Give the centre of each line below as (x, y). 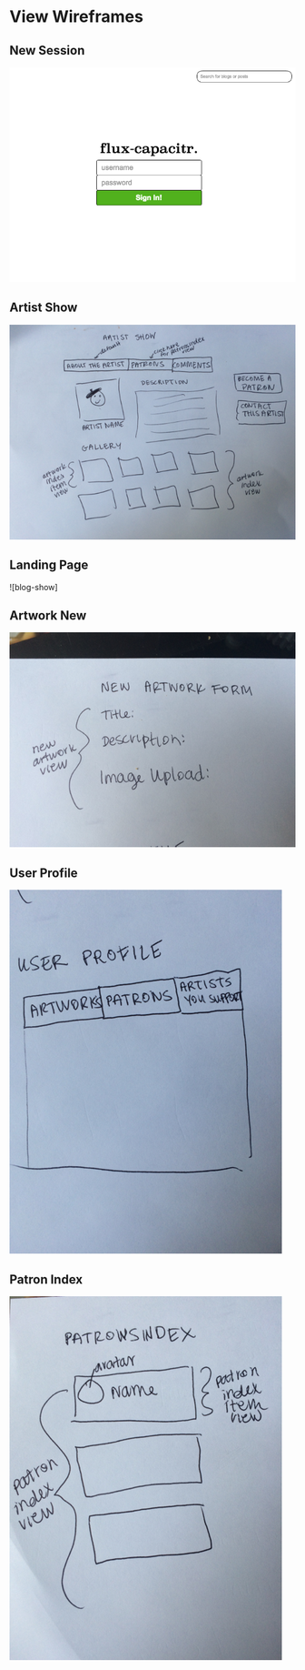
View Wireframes (76, 17)
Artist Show (44, 308)
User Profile (44, 873)
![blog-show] (34, 587)
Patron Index (46, 1279)
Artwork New (48, 616)
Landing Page (49, 565)
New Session (47, 50)
